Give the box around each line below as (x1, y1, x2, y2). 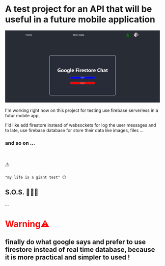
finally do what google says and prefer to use (5, 238, 146, 246)
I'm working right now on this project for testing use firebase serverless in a (5, 107, 159, 113)
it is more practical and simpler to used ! (5, 253, 130, 262)
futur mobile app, (5, 113, 40, 119)
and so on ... (5, 140, 35, 147)
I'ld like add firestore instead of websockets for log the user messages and (5, 122, 156, 128)
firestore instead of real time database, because (5, 245, 155, 254)
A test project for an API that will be (5, 3, 152, 15)
